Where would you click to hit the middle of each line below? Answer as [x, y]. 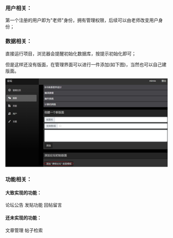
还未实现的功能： [23, 217]
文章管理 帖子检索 [24, 230]
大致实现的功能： [23, 193]
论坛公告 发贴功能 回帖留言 [34, 205]
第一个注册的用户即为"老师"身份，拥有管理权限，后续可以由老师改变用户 [82, 20]
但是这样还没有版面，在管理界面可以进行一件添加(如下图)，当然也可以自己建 [86, 64]
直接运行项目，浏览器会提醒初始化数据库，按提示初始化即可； [71, 53]
